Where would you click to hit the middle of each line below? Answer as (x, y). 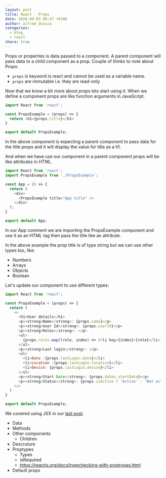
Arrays (19, 265)
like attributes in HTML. (29, 162)
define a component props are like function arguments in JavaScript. (75, 96)
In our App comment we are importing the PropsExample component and (80, 230)
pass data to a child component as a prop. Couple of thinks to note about (80, 61)
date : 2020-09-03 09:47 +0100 (36, 19)
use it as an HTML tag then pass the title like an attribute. (63, 235)
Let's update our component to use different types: (57, 285)
